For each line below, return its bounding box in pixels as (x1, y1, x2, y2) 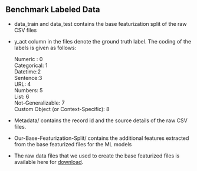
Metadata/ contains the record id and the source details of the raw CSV (14, 117, 188, 124)
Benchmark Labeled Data (5, 5, 100, 15)
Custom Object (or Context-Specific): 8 (14, 105, 110, 112)
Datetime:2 (14, 68, 41, 75)
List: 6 (14, 93, 29, 100)
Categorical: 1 (14, 62, 48, 69)
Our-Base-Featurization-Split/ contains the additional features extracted (14, 135, 189, 142)
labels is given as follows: (14, 44, 77, 51)
